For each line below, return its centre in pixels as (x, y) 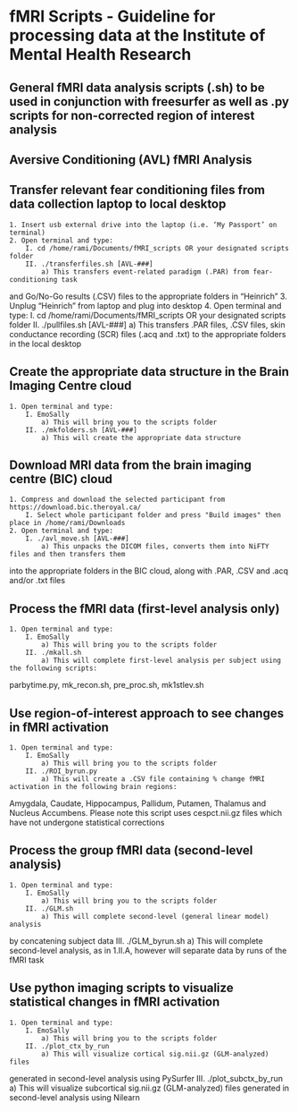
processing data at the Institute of (137, 35)
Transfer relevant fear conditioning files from (137, 190)
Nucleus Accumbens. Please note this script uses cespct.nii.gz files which (146, 813)
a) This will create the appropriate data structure (141, 437)
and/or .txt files (37, 581)
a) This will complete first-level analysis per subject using (161, 661)
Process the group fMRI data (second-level (131, 850)
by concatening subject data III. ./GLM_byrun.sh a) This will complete (136, 940)
